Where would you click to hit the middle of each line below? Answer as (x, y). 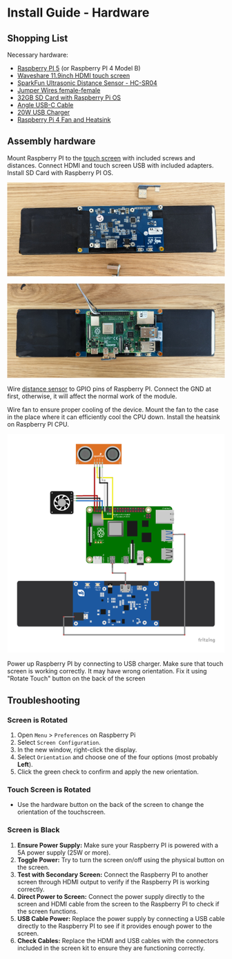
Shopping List (38, 38)
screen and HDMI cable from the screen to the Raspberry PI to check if (118, 904)
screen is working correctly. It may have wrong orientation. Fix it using (107, 671)
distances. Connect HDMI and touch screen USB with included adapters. (110, 165)
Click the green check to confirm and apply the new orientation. (108, 772)
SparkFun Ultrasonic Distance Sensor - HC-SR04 (87, 83)
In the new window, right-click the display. (77, 750)
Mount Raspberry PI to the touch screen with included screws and (101, 158)
